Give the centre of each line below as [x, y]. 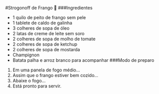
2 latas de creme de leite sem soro [48, 33]
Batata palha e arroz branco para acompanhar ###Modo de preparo [83, 60]
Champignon [26, 55]
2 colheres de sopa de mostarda [46, 50]
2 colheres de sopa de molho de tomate [54, 39]
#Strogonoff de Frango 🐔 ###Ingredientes [49, 8]
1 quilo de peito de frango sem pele [49, 17]
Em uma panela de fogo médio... [46, 70]
